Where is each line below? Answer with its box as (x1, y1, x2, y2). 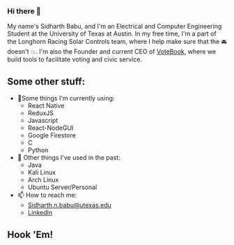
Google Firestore (27, 131, 77, 140)
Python (27, 146, 49, 154)
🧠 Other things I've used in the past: (17, 154, 120, 162)
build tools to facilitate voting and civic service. (7, 55, 143, 64)
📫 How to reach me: (17, 191, 77, 200)
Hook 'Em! (7, 228, 54, 240)
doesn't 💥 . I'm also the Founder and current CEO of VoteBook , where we (7, 47, 217, 56)
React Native (27, 101, 65, 110)
